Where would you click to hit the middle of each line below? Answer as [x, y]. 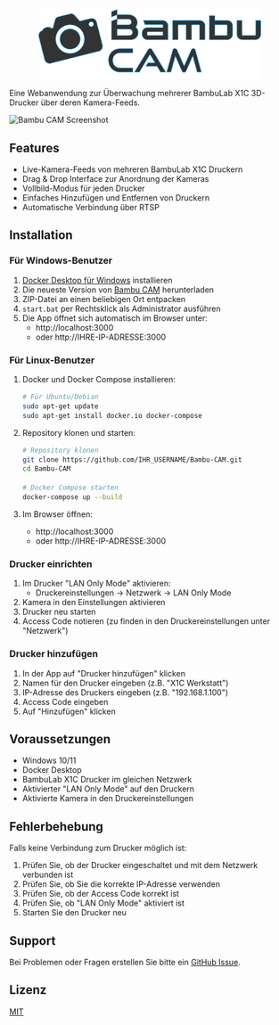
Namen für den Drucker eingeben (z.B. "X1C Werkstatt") [125, 683]
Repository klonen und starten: [79, 432]
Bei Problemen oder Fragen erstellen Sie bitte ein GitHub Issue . [125, 962]
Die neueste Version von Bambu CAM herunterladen [118, 290]
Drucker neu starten [59, 612]
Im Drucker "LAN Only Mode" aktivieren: [96, 584]
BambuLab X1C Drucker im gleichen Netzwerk [107, 780]
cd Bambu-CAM [46, 469]
